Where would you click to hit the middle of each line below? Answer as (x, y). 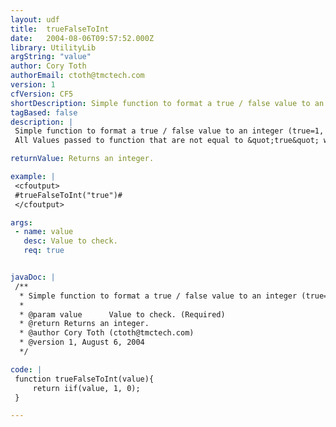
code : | (26, 369)
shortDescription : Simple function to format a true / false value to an (167, 103)
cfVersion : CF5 (42, 94)
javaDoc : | (33, 277)
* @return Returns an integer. (84, 324)
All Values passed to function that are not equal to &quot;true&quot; (167, 141)
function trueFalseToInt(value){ (84, 379)
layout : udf (35, 19)
